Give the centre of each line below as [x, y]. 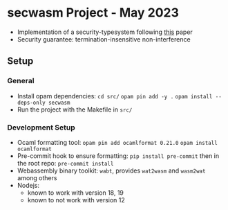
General [21, 81]
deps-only [31, 103]
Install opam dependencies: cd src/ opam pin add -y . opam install [115, 96]
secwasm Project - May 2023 [93, 13]
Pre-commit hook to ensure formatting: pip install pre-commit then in [118, 156]
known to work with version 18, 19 [76, 193]
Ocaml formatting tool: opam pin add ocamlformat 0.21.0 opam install [117, 142]
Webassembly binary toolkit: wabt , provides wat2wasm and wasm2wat [111, 170]
